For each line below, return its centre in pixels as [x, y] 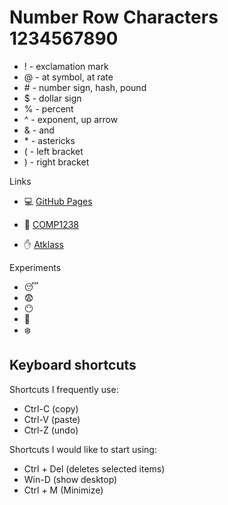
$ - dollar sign [52, 98]
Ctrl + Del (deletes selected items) [94, 468]
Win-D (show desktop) [70, 479]
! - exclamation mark [66, 66]
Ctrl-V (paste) [52, 419]
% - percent [48, 108]
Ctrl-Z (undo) [51, 430]
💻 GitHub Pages [58, 201]
